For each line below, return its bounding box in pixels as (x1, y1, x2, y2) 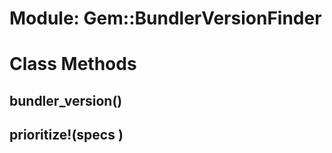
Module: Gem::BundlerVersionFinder (9, 7, 322, 30)
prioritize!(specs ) (9, 127, 124, 144)
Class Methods (9, 53, 137, 76)
